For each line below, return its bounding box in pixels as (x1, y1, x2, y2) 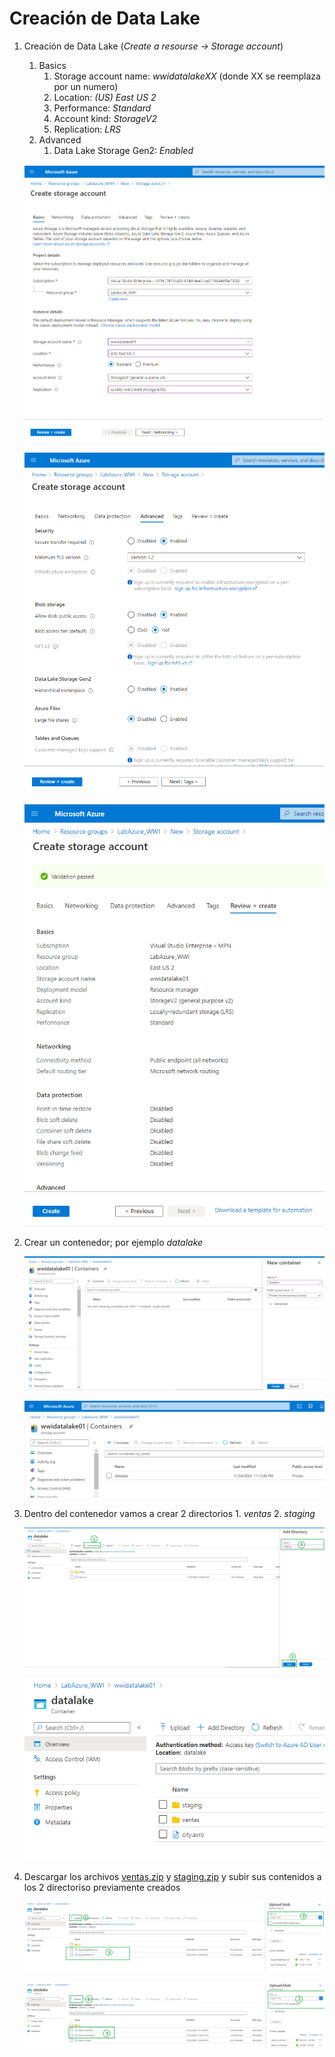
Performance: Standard (53, 102, 152, 114)
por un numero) (53, 80, 119, 92)
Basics (38, 59, 67, 71)
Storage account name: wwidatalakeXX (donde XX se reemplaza (53, 70, 321, 82)
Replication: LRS (53, 123, 122, 135)
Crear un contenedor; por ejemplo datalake (23, 1237, 204, 1249)
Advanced (38, 133, 82, 146)
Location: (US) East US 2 (53, 91, 157, 103)
